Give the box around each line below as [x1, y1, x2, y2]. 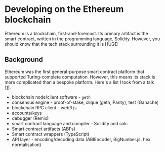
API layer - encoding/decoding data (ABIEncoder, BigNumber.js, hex [11, 136, 151, 142]
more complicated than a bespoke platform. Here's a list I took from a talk [4, 79, 154, 85]
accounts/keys [11, 110, 42, 116]
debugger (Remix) [11, 115, 49, 121]
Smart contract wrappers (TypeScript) [11, 131, 90, 137]
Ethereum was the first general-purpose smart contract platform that [4, 69, 145, 75]
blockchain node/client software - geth [11, 94, 91, 100]
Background [4, 56, 43, 64]
